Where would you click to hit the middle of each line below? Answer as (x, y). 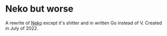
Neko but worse (39, 9)
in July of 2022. (22, 28)
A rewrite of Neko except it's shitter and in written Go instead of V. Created (83, 23)
